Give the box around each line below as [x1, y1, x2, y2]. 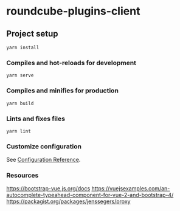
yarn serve [6, 72, 34, 78]
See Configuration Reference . [6, 156, 81, 164]
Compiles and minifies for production [6, 86, 119, 95]
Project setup [6, 29, 59, 39]
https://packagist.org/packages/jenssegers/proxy [6, 198, 131, 205]
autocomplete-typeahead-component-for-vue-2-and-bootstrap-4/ [6, 192, 174, 199]
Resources [6, 171, 39, 180]
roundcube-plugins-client [6, 4, 140, 18]
